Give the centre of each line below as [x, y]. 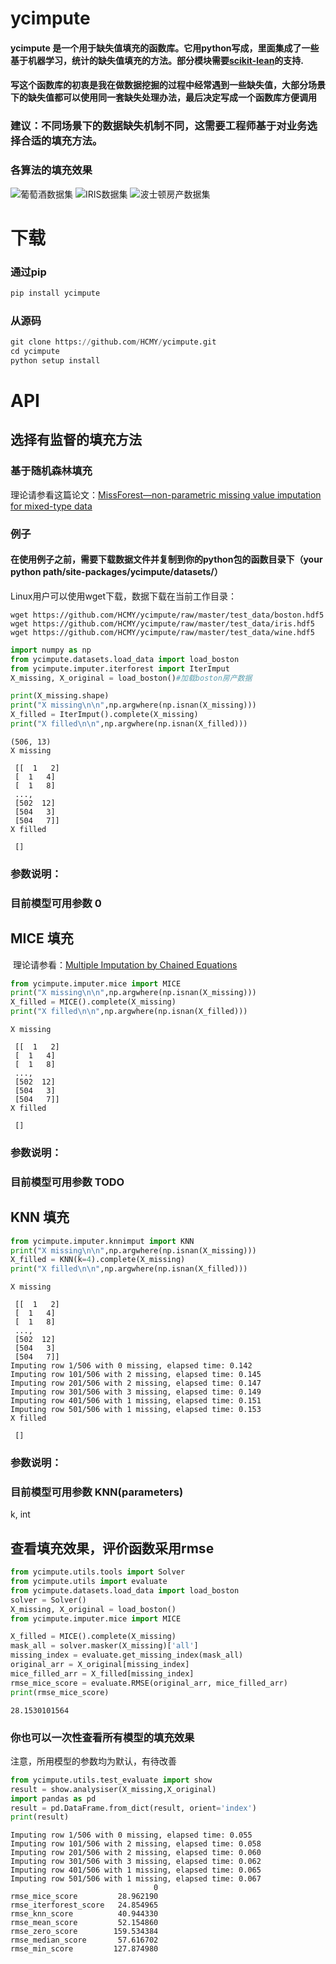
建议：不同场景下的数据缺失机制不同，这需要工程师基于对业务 [159, 126]
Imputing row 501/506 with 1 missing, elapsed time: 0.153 [136, 1410]
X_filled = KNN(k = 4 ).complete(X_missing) [98, 1260]
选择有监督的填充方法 [76, 440]
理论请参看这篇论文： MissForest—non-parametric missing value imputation [166, 494]
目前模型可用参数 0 [56, 903]
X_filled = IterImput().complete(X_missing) [104, 715]
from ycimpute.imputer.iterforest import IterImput [120, 668]
